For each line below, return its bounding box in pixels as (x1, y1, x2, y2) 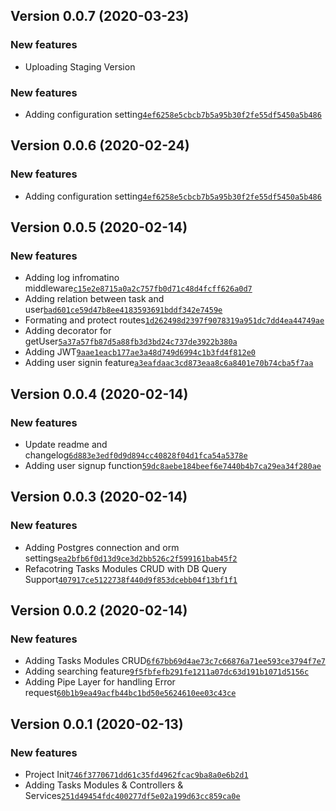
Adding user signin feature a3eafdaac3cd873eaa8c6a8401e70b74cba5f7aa (24, 357, 314, 369)
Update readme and (24, 439, 108, 451)
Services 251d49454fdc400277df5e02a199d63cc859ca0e (24, 790, 241, 802)
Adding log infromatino (24, 272, 120, 284)
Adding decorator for (24, 325, 112, 337)
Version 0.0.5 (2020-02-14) (10, 219, 188, 236)
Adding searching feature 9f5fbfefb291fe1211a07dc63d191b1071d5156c (24, 665, 310, 678)
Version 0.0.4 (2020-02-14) (10, 385, 189, 403)
